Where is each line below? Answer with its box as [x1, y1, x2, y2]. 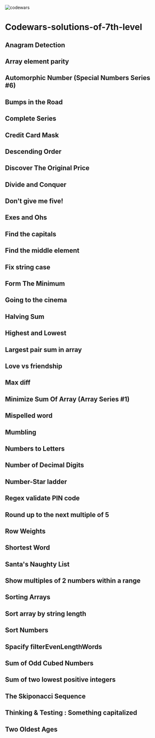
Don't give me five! [5, 197, 63, 205]
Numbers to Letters [5, 444, 65, 453]
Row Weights [5, 527, 46, 535]
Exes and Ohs [5, 214, 47, 222]
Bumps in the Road [5, 98, 63, 106]
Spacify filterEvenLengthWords [5, 642, 103, 651]
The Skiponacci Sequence [5, 692, 86, 700]
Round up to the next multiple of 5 [5, 510, 109, 519]
